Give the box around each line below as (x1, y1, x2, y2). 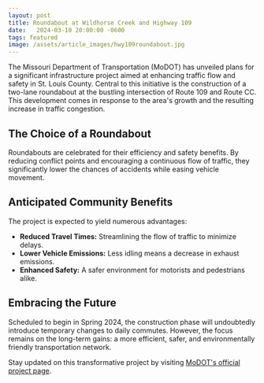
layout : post (8, 11, 51, 20)
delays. (19, 240, 43, 249)
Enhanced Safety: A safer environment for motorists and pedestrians (19, 265, 246, 274)
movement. (8, 172, 45, 182)
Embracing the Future (8, 296, 117, 310)
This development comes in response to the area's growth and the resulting (8, 96, 255, 105)
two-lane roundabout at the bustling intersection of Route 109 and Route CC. (8, 87, 257, 97)
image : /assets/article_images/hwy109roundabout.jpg (8, 41, 185, 49)
